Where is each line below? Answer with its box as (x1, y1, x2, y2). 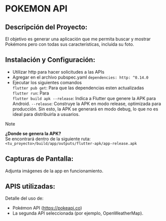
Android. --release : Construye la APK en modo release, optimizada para (12, 101, 161, 107)
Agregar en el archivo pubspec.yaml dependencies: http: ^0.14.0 (12, 74, 149, 80)
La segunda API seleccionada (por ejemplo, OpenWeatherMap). (12, 210, 144, 217)
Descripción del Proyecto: (5, 23, 88, 31)
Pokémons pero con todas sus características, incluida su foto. (5, 41, 135, 47)
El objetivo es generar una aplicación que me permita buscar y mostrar (5, 36, 151, 42)
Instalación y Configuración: (5, 56, 96, 64)
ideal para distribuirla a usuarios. (12, 111, 80, 117)
